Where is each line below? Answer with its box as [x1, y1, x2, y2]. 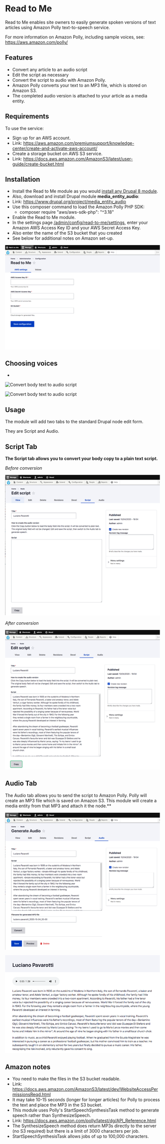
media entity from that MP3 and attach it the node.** [5, 803, 111, 809]
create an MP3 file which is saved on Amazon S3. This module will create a [5, 797, 157, 803]
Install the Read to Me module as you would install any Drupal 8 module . [12, 188, 158, 194]
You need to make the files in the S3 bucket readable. [12, 1076, 121, 1082]
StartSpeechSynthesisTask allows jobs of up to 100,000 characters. [12, 1133, 149, 1140]
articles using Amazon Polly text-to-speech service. [5, 24, 110, 30]
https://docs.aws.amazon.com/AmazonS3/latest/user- [23, 156, 133, 161]
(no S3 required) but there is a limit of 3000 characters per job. [12, 1128, 140, 1134]
